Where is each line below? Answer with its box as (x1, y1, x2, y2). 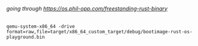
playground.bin (6, 34, 45, 41)
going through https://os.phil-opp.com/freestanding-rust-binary (6, 5, 168, 12)
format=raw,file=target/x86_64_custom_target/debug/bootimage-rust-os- (6, 29, 193, 35)
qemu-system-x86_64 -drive (6, 24, 75, 30)
